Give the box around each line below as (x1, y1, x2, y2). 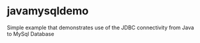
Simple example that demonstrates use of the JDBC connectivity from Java (7, 24, 195, 31)
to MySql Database (7, 30, 54, 37)
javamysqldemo (7, 4, 89, 18)
